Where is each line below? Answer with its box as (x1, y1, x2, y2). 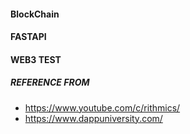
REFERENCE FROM (10, 76, 90, 89)
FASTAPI (10, 31, 47, 43)
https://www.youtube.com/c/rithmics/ (24, 101, 181, 114)
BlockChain (10, 8, 60, 20)
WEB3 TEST (10, 53, 62, 65)
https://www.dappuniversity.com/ (24, 112, 163, 124)
